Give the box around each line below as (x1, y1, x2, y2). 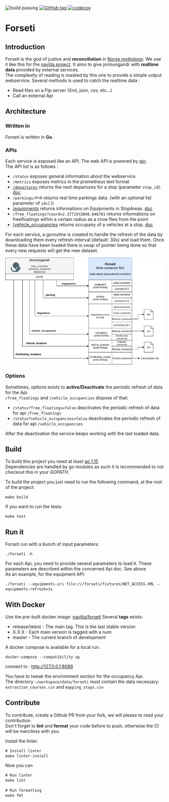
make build (5, 495, 28, 500)
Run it (5, 527, 24, 536)
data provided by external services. (5, 67, 79, 73)
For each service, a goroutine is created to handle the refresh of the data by (5, 231, 163, 237)
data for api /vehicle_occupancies (12, 420, 83, 427)
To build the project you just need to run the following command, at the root (5, 479, 162, 485)
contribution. (5, 717, 32, 723)
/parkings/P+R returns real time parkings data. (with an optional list (12, 195, 152, 201)
